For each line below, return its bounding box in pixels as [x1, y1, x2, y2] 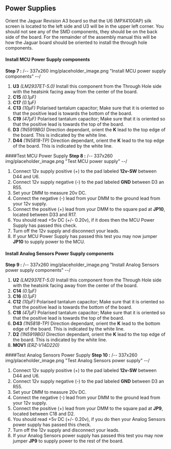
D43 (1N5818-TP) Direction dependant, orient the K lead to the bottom [12, 320, 161, 326]
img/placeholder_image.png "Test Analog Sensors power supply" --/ [5, 358, 150, 364]
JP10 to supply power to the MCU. [12, 239, 85, 245]
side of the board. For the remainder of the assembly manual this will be [5, 34, 157, 40]
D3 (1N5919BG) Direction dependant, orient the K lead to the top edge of [12, 127, 166, 133]
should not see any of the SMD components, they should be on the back [5, 28, 158, 35]
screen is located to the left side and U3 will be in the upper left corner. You [5, 23, 164, 29]
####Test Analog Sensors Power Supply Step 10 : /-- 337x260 [5, 352, 138, 358]
